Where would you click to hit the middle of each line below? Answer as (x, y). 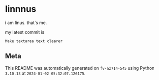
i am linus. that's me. (26, 23)
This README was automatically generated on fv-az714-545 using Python (80, 68)
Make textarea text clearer (34, 41)
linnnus (21, 9)
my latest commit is (25, 32)
